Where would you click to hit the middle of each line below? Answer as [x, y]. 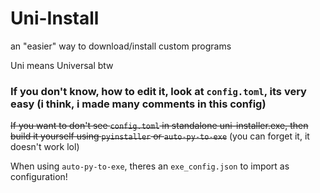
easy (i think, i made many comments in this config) [138, 104]
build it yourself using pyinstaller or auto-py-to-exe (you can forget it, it [160, 136]
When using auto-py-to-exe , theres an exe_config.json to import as [150, 166]
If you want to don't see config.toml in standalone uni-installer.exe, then [159, 126]
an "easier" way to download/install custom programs [121, 46]
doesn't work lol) [45, 147]
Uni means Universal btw [62, 65]
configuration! [39, 177]
